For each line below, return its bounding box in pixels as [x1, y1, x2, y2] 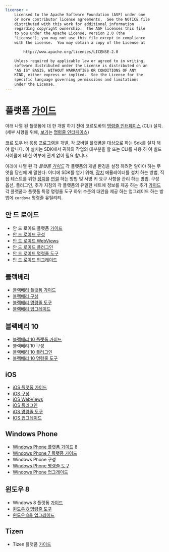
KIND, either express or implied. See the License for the [14, 73, 143, 78]
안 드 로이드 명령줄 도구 [12, 250, 59, 256]
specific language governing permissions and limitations [14, 77, 139, 82]
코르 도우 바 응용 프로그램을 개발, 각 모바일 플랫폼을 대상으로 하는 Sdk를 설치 [5, 140, 155, 146]
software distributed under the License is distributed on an [14, 63, 148, 68]
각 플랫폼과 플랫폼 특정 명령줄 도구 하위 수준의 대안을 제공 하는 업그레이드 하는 [5, 188, 159, 194]
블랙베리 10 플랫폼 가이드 [12, 336, 62, 343]
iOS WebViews [12, 396, 43, 402]
